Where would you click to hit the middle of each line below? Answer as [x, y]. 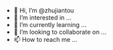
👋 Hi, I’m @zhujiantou [43, 10]
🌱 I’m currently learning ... [50, 25]
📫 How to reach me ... [45, 40]
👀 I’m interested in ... [42, 18]
